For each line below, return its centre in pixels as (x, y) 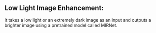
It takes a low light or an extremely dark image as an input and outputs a (78, 20)
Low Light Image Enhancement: (54, 8)
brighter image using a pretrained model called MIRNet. (61, 25)
